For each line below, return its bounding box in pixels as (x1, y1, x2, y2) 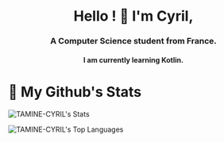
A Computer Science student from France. (50, 36, 217, 47)
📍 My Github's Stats (8, 83, 142, 101)
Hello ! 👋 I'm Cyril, (73, 7, 194, 25)
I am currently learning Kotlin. (83, 55, 184, 64)
